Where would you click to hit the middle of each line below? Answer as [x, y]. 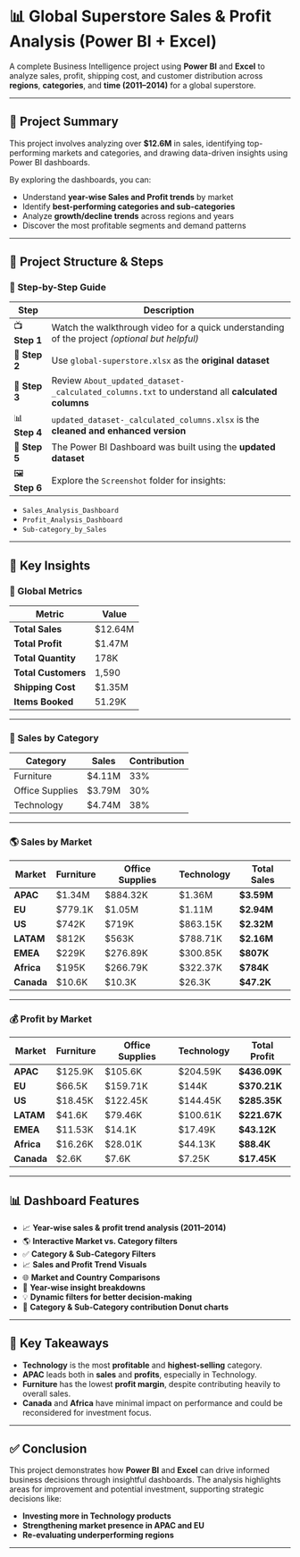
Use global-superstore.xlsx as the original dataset [160, 360]
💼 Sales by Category [54, 738]
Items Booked [44, 702]
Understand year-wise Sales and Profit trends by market [128, 197]
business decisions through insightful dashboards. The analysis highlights [145, 1480]
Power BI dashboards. [50, 162]
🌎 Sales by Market [51, 842]
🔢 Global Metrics [46, 591]
